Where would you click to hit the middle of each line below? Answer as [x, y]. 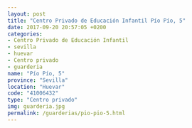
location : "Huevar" [36, 87]
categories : [25, 34]
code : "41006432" [33, 93]
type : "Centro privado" [43, 100]
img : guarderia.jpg [36, 107]
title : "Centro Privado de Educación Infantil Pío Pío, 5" [97, 21]
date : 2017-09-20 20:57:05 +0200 [57, 27]
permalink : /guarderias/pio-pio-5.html [66, 113]
